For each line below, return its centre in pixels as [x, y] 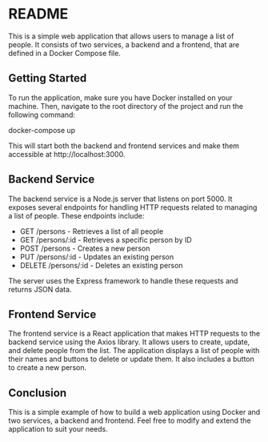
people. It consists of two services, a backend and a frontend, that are [124, 44]
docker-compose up [42, 130]
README [38, 14]
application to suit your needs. [58, 429]
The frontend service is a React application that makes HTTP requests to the [134, 334]
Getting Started [48, 78]
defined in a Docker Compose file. [65, 53]
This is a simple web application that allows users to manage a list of [121, 36]
